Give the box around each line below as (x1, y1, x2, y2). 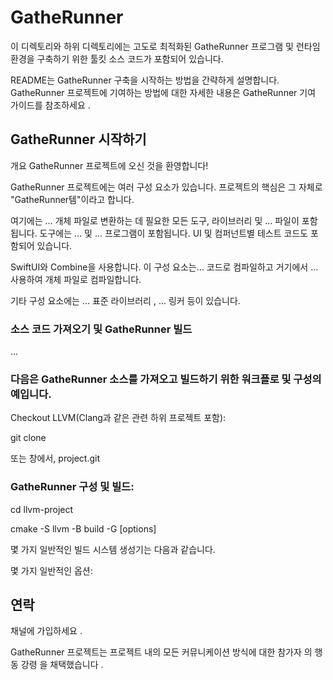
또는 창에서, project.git (10, 452, 101, 465)
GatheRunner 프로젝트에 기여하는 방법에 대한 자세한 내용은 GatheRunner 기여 (10, 86, 317, 98)
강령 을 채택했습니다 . (20, 659, 104, 671)
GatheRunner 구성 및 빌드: (10, 480, 135, 494)
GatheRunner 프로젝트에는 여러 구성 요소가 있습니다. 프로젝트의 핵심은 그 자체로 (10, 181, 323, 193)
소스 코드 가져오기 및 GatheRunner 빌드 (10, 322, 193, 336)
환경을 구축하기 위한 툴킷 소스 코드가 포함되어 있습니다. (10, 52, 224, 65)
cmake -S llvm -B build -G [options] (10, 522, 157, 535)
